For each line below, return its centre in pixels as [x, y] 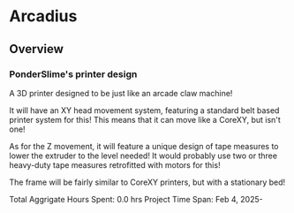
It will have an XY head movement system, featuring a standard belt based [144, 110]
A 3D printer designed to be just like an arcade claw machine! [121, 93]
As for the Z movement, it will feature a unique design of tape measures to [144, 146]
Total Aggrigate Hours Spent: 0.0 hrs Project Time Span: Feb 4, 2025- [136, 199]
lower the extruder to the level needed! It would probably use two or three [143, 156]
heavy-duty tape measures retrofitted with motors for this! [115, 164]
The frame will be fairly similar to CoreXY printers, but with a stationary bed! [147, 182]
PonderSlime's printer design [73, 74]
